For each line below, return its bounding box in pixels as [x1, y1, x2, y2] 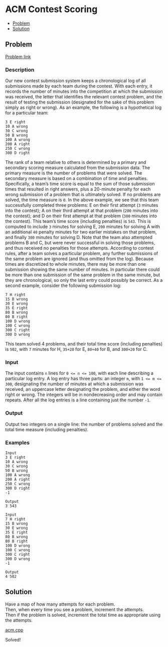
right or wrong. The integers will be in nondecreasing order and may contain [5, 392, 163, 398]
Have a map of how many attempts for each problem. [5, 601, 115, 607]
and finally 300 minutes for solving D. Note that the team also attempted [5, 234, 153, 241]
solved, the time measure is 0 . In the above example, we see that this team [5, 197, 159, 203]
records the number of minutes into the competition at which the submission [5, 88, 163, 94]
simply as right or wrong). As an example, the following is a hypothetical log [5, 104, 162, 110]
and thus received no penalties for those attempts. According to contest [5, 245, 154, 251]
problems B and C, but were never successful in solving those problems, [5, 240, 155, 246]
